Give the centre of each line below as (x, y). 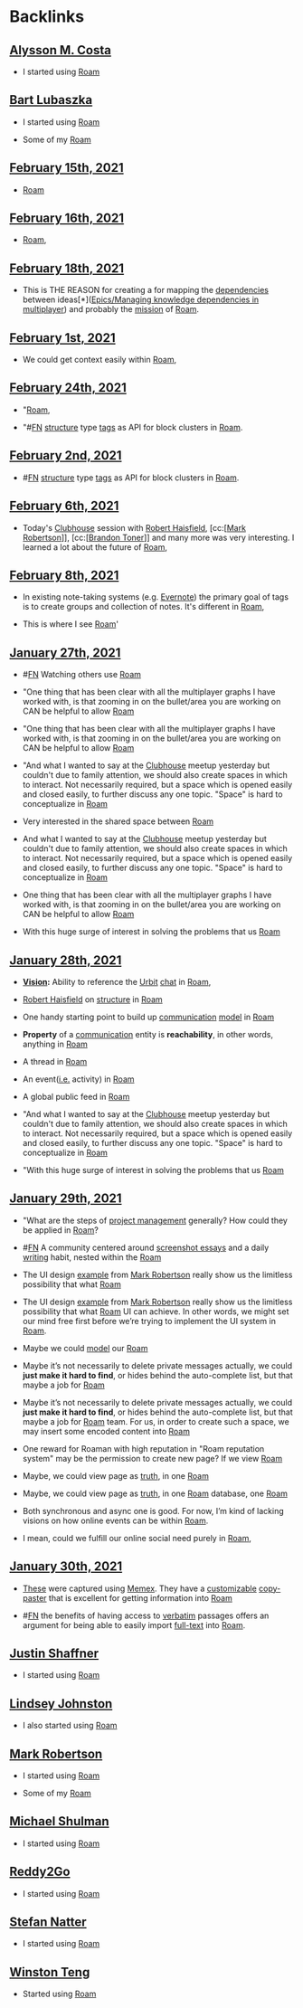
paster (34, 1597)
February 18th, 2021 (67, 268)
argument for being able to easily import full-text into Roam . (134, 1624)
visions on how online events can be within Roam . (115, 1520)
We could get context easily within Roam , (99, 360)
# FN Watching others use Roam (82, 675)
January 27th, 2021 (65, 653)
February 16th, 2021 (67, 218)
